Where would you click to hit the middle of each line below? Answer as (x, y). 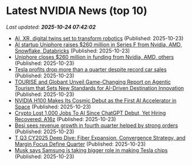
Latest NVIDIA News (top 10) (77, 11)
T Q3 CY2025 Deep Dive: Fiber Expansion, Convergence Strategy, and (100, 137)
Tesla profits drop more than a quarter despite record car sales (91, 69)
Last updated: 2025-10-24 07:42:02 (51, 27)
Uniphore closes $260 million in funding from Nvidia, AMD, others (94, 57)
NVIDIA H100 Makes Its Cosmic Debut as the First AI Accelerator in (95, 100)
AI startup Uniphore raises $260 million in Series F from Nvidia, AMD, (98, 44)
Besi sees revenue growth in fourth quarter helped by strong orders (96, 125)
